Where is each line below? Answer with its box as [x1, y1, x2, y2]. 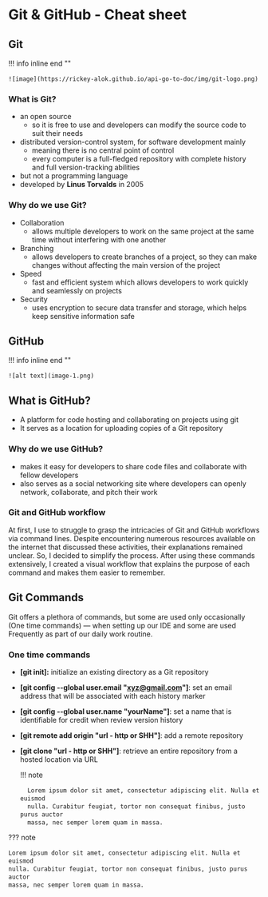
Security [19, 294, 48, 304]
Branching [19, 243, 54, 253]
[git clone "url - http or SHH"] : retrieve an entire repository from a [19, 746, 238, 755]
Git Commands [8, 591, 85, 604]
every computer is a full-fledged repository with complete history [31, 154, 246, 164]
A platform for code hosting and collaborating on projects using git [19, 415, 239, 425]
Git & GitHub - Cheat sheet [8, 6, 187, 24]
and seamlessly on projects [31, 285, 122, 295]
